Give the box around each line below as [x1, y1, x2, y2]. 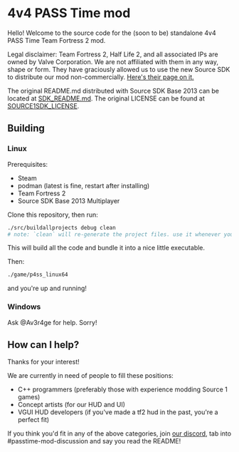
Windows [7, 302, 41, 312]
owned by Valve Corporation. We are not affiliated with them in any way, [7, 57, 219, 66]
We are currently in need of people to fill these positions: [7, 371, 174, 380]
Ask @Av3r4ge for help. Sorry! [7, 318, 97, 327]
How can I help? [7, 339, 80, 351]
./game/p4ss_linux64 [7, 271, 69, 279]
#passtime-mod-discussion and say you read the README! [7, 437, 181, 446]
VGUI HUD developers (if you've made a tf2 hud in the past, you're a [17, 408, 218, 416]
